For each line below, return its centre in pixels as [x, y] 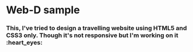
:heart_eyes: [24, 43]
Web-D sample [43, 10]
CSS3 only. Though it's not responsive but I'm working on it [92, 35]
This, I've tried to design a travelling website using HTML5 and [96, 28]
